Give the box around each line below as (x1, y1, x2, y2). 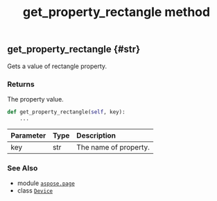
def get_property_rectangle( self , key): (7, 108, 126, 115)
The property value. (7, 95, 64, 103)
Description (76, 130, 116, 140)
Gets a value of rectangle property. (7, 62, 107, 70)
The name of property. (76, 142, 150, 152)
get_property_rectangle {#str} (7, 43, 141, 56)
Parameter (10, 130, 46, 140)
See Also (7, 163, 38, 172)
